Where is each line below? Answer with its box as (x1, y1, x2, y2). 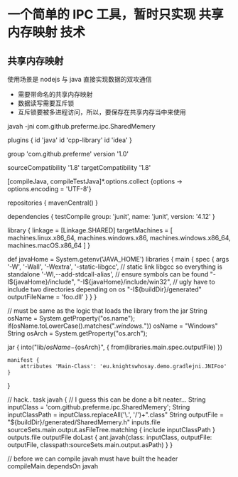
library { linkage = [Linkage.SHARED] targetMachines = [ (7, 226, 173, 235)
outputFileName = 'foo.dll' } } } (7, 293, 97, 301)
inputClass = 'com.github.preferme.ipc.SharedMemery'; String (7, 403, 190, 411)
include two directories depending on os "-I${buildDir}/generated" (7, 285, 202, 294)
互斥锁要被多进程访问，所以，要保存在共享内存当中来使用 (17, 108, 186, 116)
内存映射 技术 (7, 24, 85, 41)
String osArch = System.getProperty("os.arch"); (7, 329, 148, 338)
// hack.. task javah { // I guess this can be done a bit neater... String (7, 395, 206, 404)
